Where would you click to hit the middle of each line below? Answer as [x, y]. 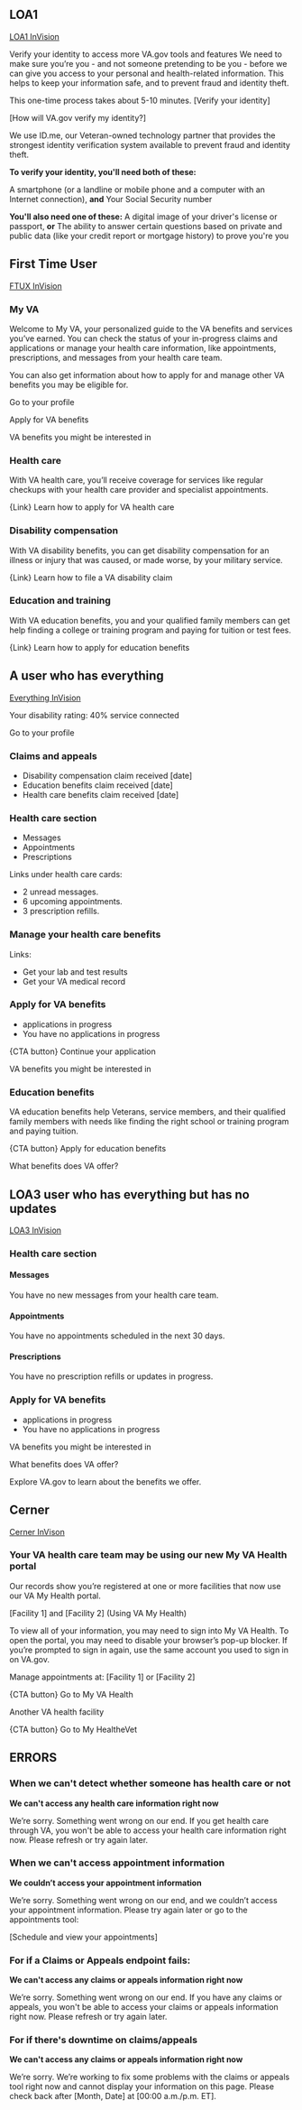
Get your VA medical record [74, 981]
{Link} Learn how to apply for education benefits [100, 647]
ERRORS [33, 1758]
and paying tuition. [44, 1131]
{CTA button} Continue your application [82, 1051]
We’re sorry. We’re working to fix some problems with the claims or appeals [150, 2077]
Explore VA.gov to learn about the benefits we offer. [105, 1481]
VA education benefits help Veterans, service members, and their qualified [147, 1112]
